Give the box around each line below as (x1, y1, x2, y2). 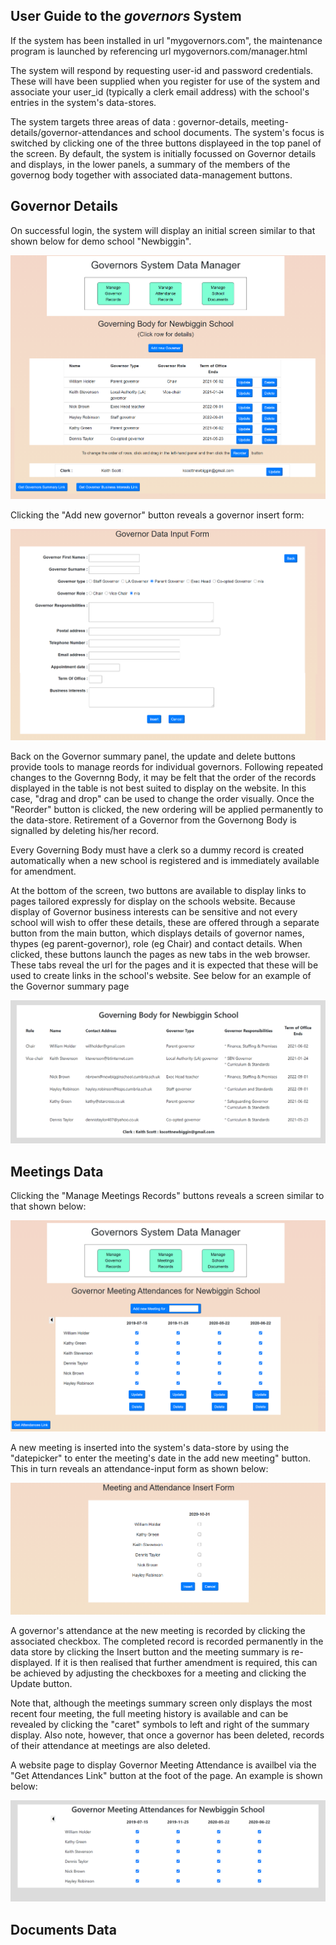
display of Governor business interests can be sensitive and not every (10, 906, 298, 918)
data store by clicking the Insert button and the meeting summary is (10, 1645, 290, 1658)
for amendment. (10, 865, 77, 878)
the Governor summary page (10, 980, 130, 993)
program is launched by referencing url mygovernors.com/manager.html (10, 45, 308, 57)
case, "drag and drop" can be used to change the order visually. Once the (10, 793, 315, 805)
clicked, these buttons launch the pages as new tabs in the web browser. (10, 949, 311, 961)
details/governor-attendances (10, 126, 133, 138)
